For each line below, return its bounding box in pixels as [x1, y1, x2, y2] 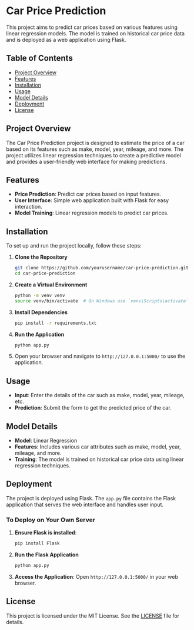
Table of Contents [6, 53, 73, 63]
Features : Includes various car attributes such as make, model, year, [14, 443, 181, 450]
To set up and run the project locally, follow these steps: [6, 242, 142, 249]
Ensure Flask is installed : [14, 529, 77, 536]
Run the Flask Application [14, 551, 79, 558]
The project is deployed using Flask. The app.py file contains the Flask [6, 494, 176, 502]
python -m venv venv [14, 292, 65, 298]
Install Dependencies [14, 308, 68, 316]
